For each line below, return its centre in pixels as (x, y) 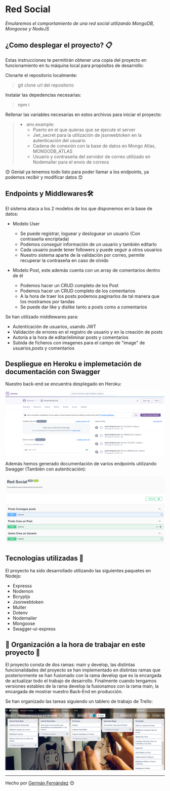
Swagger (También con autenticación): (46, 469)
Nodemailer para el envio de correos (71, 162)
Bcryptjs (21, 597)
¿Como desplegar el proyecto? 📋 (59, 45)
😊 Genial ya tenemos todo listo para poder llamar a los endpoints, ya (77, 172)
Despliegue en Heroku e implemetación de (73, 364)
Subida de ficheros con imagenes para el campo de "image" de (79, 342)
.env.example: (40, 124)
